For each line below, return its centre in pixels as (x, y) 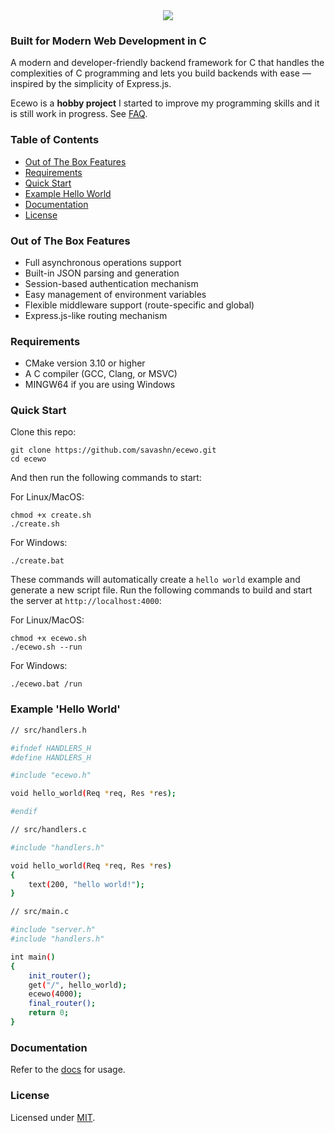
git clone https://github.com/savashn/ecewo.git (113, 450)
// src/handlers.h (48, 730)
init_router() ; (60, 975)
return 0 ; (49, 1013)
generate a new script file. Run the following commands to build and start (161, 590)
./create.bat (37, 561)
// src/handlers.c (48, 830)
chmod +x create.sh (51, 515)
